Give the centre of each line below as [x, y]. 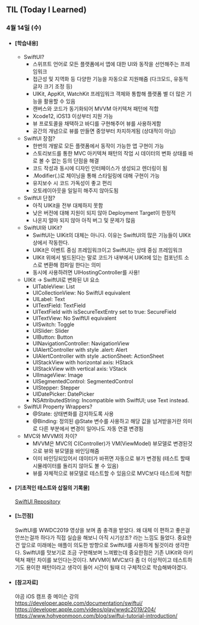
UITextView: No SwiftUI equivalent [75, 318]
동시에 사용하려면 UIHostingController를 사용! [86, 272]
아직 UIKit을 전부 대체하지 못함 [68, 205]
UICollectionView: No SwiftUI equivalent [81, 293]
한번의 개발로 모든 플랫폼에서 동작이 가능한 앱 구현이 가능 [98, 146]
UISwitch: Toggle [53, 324]
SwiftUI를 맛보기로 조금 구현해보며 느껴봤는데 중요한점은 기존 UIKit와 [102, 552]
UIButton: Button [53, 337]
